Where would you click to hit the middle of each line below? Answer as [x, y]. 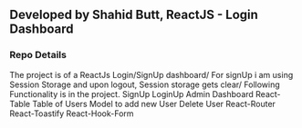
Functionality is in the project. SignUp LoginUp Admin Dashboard [131, 94]
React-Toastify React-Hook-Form [72, 113]
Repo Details [38, 55]
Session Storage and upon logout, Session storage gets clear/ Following [145, 84]
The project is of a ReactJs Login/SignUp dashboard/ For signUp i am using [151, 74]
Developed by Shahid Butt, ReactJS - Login [134, 15]
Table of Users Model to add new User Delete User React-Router [154, 103]
